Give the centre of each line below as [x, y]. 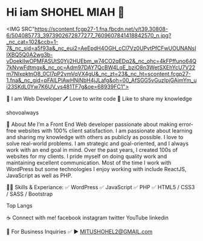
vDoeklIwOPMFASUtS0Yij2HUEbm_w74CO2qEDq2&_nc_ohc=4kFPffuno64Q [101, 61]
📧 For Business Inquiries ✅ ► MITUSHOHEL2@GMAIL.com [79, 231]
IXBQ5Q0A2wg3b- [30, 54]
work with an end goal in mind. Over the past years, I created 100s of [92, 149]
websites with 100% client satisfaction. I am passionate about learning [105, 130]
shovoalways [23, 112]
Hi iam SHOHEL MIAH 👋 [66, 12]
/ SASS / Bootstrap [30, 194]
